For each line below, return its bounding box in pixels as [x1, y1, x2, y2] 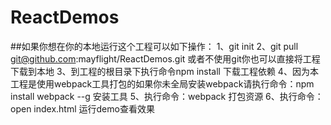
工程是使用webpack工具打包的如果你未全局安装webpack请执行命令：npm [10, 77, 315, 90]
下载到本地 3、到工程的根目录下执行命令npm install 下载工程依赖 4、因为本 [10, 65, 319, 77]
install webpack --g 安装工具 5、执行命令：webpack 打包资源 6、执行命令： [10, 90, 324, 102]
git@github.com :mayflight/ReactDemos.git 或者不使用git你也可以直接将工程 [10, 52, 321, 65]
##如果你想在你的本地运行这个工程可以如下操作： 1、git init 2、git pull [10, 40, 299, 52]
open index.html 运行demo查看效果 [10, 102, 155, 115]
